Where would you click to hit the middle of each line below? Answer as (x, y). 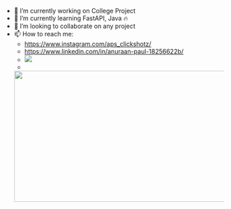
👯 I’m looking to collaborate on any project (75, 26)
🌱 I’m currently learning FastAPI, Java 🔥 (71, 18)
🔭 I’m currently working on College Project (75, 11)
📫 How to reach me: (44, 34)
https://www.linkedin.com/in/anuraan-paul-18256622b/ (104, 51)
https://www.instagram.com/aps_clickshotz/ (88, 44)
